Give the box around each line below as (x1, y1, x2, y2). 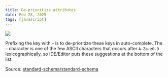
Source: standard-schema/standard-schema (5, 66, 99, 72)
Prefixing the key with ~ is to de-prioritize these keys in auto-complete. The (5, 40, 162, 46)
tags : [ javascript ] (5, 17, 47, 22)
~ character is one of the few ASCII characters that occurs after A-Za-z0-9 (5, 46, 159, 52)
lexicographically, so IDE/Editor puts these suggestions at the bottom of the (5, 51, 163, 57)
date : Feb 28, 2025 (5, 12, 47, 17)
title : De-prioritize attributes (5, 7, 76, 13)
